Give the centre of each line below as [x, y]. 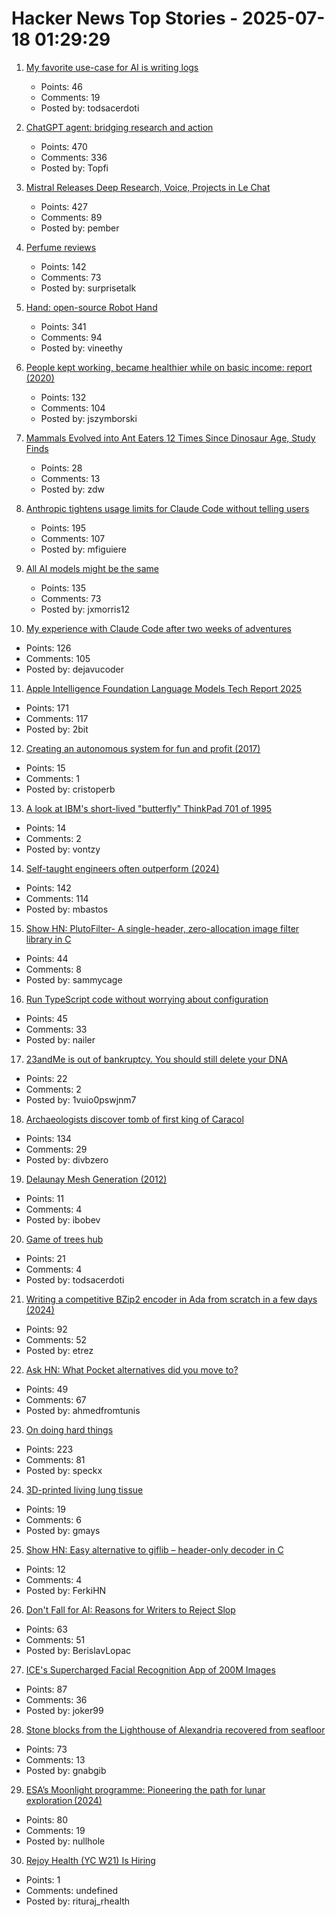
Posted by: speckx [64, 1470]
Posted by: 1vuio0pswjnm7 [81, 1099]
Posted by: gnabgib [66, 1770]
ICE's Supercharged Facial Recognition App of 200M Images [150, 1669]
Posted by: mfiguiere [83, 549]
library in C [48, 939]
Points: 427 [64, 206]
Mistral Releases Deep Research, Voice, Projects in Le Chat [148, 187]
